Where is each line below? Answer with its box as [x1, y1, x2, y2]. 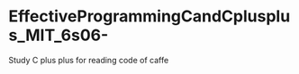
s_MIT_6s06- [8, 25, 109, 45]
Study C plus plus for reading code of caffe [8, 54, 169, 65]
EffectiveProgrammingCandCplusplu [8, 6, 291, 27]
